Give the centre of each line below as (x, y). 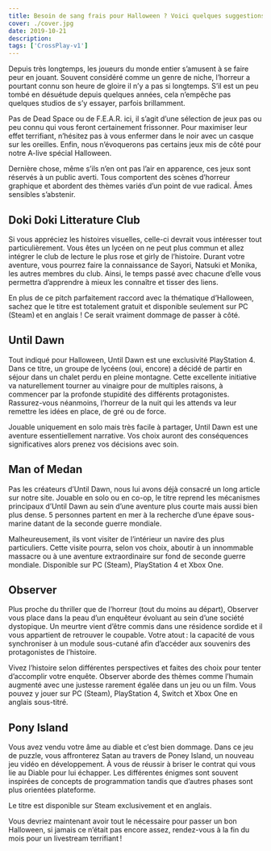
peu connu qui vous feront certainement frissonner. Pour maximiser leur (128, 128)
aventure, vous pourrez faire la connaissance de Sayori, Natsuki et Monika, (133, 265)
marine (20, 523)
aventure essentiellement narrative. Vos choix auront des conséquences (128, 435)
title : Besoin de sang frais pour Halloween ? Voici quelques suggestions (137, 16)
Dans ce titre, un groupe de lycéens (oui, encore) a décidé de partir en (125, 368)
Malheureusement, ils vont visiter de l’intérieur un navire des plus (117, 539)
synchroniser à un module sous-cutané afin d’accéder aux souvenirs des (129, 643)
